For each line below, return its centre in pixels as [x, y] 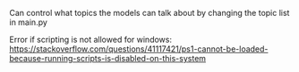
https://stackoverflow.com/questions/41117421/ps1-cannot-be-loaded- [139, 49]
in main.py [28, 22]
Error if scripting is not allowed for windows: [91, 40]
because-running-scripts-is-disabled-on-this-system [108, 58]
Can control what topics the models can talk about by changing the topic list [149, 13]
